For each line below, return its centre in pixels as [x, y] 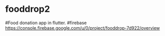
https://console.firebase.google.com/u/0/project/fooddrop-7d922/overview [83, 28]
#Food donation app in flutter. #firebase [46, 23]
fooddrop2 [28, 9]
